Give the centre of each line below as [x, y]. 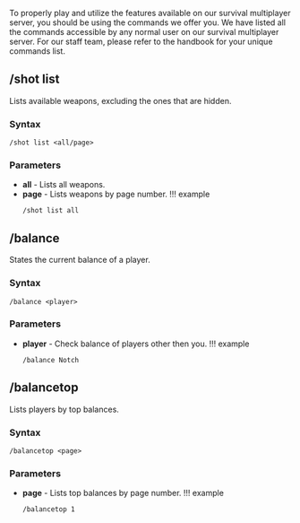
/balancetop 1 [48, 510]
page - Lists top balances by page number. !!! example [123, 493]
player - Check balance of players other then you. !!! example [136, 344]
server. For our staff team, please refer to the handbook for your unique [141, 41]
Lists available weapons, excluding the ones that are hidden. [120, 100]
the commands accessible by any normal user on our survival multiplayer [144, 32]
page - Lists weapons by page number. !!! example [116, 194]
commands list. [37, 51]
